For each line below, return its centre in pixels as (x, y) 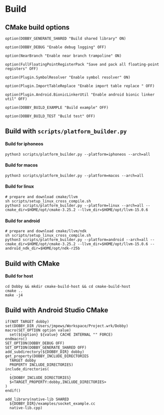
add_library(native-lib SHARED (37, 399)
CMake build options (37, 27)
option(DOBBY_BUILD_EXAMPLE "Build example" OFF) (57, 107)
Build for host (19, 276)
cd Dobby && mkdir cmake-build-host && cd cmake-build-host (68, 286)
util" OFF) (16, 99)
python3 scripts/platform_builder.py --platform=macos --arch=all (74, 175)
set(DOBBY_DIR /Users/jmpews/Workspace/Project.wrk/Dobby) (67, 326)
